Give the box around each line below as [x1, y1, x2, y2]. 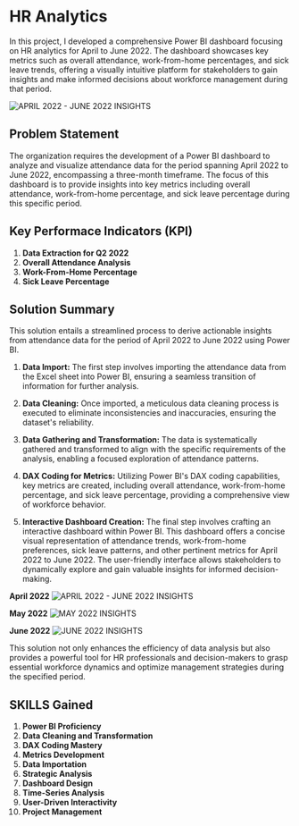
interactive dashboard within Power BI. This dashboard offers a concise [21, 526, 286, 537]
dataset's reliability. [21, 417, 95, 428]
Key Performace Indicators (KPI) [9, 223, 194, 239]
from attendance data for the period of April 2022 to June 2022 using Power [9, 335, 291, 346]
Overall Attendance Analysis [21, 257, 131, 267]
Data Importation [21, 759, 87, 770]
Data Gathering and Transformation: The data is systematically [21, 434, 258, 445]
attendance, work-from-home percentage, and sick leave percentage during [9, 188, 290, 198]
